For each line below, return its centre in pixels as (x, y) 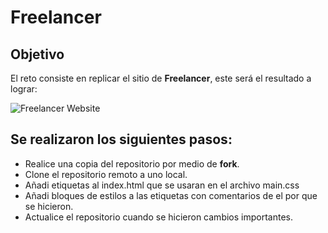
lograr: (24, 89)
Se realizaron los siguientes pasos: (121, 139)
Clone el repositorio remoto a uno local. (106, 174)
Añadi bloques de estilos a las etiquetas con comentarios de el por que (171, 195)
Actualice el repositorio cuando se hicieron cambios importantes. (158, 217)
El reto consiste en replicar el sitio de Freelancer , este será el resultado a (161, 78)
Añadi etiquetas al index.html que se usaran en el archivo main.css (162, 185)
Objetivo (37, 54)
